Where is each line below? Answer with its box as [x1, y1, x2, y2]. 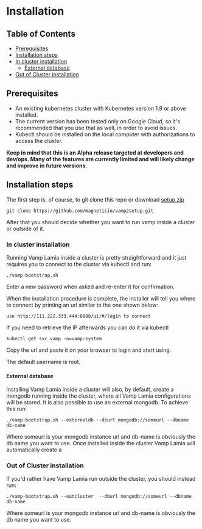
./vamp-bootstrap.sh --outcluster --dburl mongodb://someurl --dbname [6, 494, 192, 500]
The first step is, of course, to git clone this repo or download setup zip [6, 195, 184, 203]
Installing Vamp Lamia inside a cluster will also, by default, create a [6, 386, 174, 393]
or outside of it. [6, 225, 44, 232]
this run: [6, 405, 27, 413]
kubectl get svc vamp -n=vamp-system [6, 335, 102, 341]
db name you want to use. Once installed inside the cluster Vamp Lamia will [6, 440, 195, 447]
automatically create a [6, 446, 62, 453]
